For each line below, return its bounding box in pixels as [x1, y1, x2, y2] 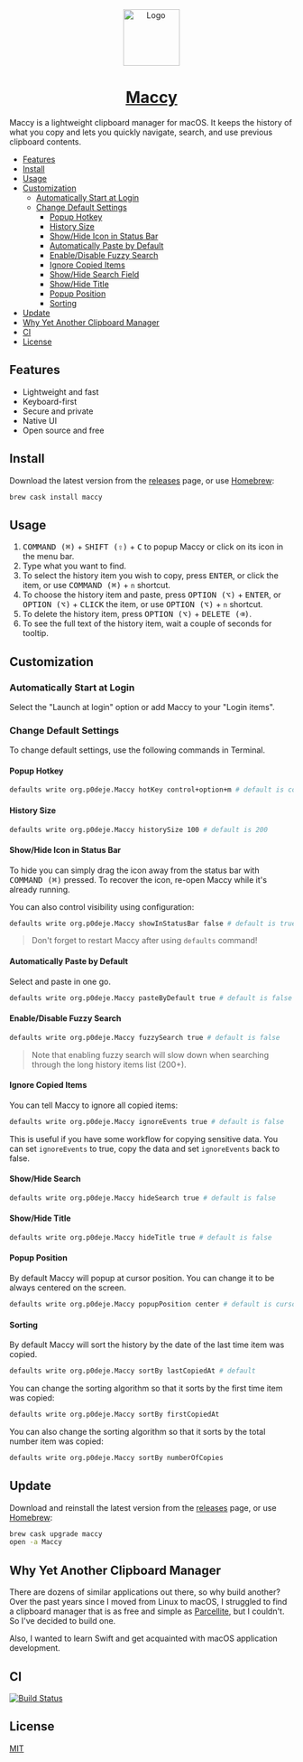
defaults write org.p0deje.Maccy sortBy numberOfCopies [9, 1453, 224, 1462]
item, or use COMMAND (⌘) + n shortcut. [22, 580, 171, 591]
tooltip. [22, 628, 50, 639]
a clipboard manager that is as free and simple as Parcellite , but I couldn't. [9, 1606, 285, 1617]
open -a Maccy [9, 1538, 63, 1547]
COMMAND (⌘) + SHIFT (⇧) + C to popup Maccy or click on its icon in [22, 541, 284, 552]
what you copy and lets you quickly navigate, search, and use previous [9, 127, 273, 137]
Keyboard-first [22, 396, 78, 407]
